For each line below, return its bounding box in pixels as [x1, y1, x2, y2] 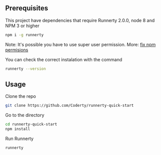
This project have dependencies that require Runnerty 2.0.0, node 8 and [5, 17, 155, 23]
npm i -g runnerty [5, 32, 44, 37]
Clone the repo [5, 93, 36, 99]
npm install [5, 126, 30, 132]
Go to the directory [5, 112, 44, 118]
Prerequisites [5, 4, 48, 13]
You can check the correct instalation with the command [5, 56, 122, 62]
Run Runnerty [5, 135, 34, 141]
